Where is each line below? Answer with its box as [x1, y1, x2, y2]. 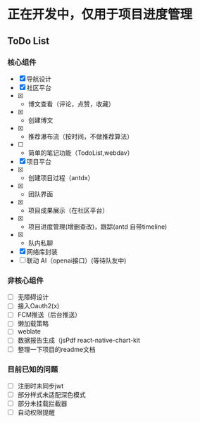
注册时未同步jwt [17, 381, 64, 390]
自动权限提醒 [17, 408, 55, 417]
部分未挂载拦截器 [17, 399, 68, 408]
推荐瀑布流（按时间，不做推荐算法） [27, 132, 134, 141]
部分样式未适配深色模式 [17, 390, 86, 398]
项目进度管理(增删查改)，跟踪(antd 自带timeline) [27, 222, 168, 231]
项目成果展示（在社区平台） [27, 206, 109, 215]
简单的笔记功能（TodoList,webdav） [27, 149, 134, 157]
